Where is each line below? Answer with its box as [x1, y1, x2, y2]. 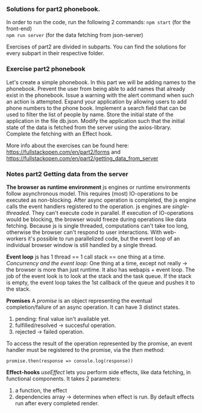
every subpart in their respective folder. [6, 50, 104, 57]
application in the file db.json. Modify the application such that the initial [6, 117, 185, 124]
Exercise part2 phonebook [6, 65, 86, 73]
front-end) [6, 25, 32, 32]
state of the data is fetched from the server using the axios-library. [6, 124, 172, 131]
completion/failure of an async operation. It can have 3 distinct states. [6, 303, 180, 311]
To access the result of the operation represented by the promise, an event [6, 340, 192, 347]
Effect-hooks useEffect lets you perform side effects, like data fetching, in [6, 368, 191, 375]
